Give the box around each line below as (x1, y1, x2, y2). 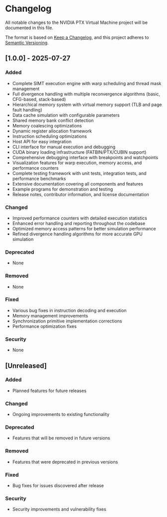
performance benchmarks (12, 175, 66, 182)
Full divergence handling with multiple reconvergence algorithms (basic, (12, 91, 161, 97)
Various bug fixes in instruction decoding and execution (12, 307, 127, 313)
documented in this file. (5, 24, 54, 30)
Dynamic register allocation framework (12, 128, 92, 134)
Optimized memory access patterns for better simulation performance (12, 225, 156, 231)
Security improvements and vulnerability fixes (12, 506, 106, 513)
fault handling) (12, 106, 42, 112)
